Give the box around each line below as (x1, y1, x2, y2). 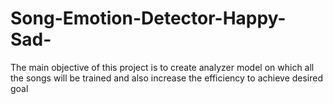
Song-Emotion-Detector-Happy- (10, 7, 287, 30)
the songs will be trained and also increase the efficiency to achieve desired (10, 72, 324, 84)
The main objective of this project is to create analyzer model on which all (10, 61, 315, 73)
